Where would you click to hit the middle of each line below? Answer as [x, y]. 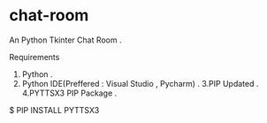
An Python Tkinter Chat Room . [65, 40]
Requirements [34, 57]
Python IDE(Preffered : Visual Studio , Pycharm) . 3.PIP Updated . [140, 83]
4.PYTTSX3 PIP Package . [69, 93]
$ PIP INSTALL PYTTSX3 [54, 110]
